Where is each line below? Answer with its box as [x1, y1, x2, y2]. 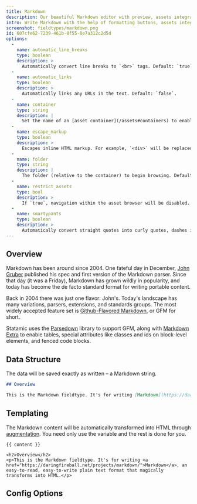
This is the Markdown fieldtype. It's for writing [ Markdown [6, 392, 159, 398]
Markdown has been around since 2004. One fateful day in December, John [6, 265, 190, 272]
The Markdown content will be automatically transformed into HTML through [6, 424, 191, 431]
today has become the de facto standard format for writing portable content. [6, 283, 191, 291]
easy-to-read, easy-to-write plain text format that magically [6, 467, 164, 473]
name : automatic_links [16, 74, 72, 80]
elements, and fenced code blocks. [6, 338, 91, 345]
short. [6, 313, 21, 321]
